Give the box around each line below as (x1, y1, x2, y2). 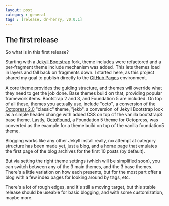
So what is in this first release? (5, 49, 69, 55)
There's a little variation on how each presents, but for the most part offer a (5, 169, 162, 175)
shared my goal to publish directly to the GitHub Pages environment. (5, 75, 147, 81)
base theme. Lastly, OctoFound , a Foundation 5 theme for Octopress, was (5, 117, 158, 123)
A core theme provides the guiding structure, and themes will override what (5, 85, 162, 91)
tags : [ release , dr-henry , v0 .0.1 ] (5, 17, 82, 22)
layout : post (5, 7, 33, 13)
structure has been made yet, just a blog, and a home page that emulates (5, 143, 157, 149)
